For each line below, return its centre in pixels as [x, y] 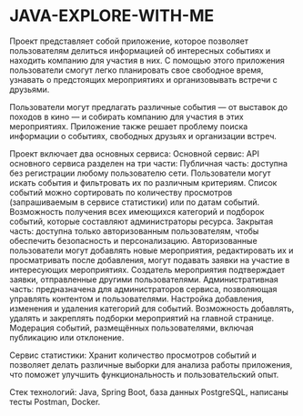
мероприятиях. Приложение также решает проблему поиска [129, 126]
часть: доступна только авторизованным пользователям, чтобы [134, 231]
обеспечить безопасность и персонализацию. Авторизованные [133, 240]
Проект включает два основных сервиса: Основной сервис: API [134, 153]
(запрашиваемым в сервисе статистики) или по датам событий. [135, 202]
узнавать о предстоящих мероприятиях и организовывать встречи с [143, 79]
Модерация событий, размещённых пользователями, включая [132, 328]
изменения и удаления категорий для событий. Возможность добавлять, [151, 308]
